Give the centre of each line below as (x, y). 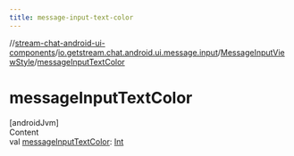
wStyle (22, 62)
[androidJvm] (34, 122)
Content (24, 132)
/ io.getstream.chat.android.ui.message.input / (138, 52)
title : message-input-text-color (71, 17)
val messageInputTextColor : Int (67, 141)
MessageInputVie (253, 52)
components (33, 52)
